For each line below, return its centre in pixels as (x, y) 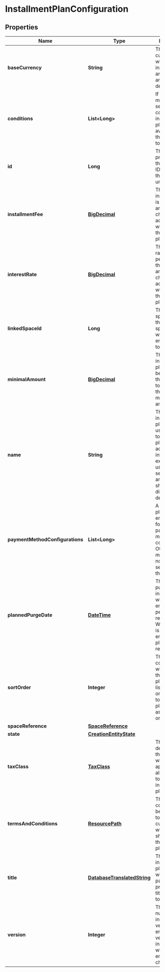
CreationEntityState (112, 734)
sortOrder (19, 687)
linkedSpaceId (25, 328)
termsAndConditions (33, 823)
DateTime (100, 615)
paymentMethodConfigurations (45, 540)
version (17, 935)
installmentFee (25, 214)
